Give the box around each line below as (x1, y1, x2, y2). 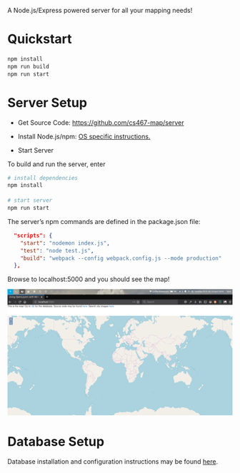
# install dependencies (7, 174, 79, 181)
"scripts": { (14, 232, 53, 239)
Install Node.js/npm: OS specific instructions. (17, 132, 151, 141)
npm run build (7, 63, 50, 70)
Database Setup (7, 434, 105, 450)
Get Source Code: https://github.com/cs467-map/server (17, 118, 184, 127)
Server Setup (7, 94, 88, 111)
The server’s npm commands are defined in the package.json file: (7, 217, 201, 225)
